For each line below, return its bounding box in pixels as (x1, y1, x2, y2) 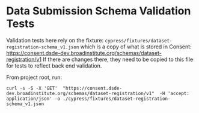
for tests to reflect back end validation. (6, 62, 102, 69)
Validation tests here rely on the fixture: (6, 36, 104, 44)
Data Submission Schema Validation (6, 4, 191, 18)
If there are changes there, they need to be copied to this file (43, 56, 194, 63)
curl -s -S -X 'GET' (6, 85, 58, 91)
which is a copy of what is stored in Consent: (80, 43, 192, 50)
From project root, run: (6, 74, 62, 81)
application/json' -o (6, 96, 61, 102)
